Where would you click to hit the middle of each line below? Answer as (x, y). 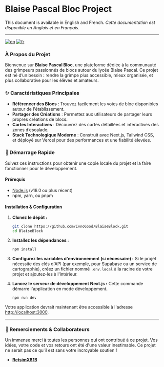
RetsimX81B (25, 360)
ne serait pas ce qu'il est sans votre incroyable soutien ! (61, 350)
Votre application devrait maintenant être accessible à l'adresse (69, 307)
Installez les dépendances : (41, 240)
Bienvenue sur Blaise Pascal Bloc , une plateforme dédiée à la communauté (81, 65)
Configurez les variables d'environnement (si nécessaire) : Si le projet (84, 258)
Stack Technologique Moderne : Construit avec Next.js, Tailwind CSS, (83, 135)
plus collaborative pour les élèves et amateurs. (52, 80)
